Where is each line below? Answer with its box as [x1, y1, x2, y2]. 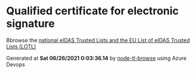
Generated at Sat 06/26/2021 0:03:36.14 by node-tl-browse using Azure [6, 54, 187, 61]
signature [6, 17, 55, 30]
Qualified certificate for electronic [6, 4, 179, 18]
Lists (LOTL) [6, 43, 36, 50]
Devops [6, 61, 25, 68]
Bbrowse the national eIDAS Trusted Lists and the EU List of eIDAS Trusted [6, 36, 190, 44]
